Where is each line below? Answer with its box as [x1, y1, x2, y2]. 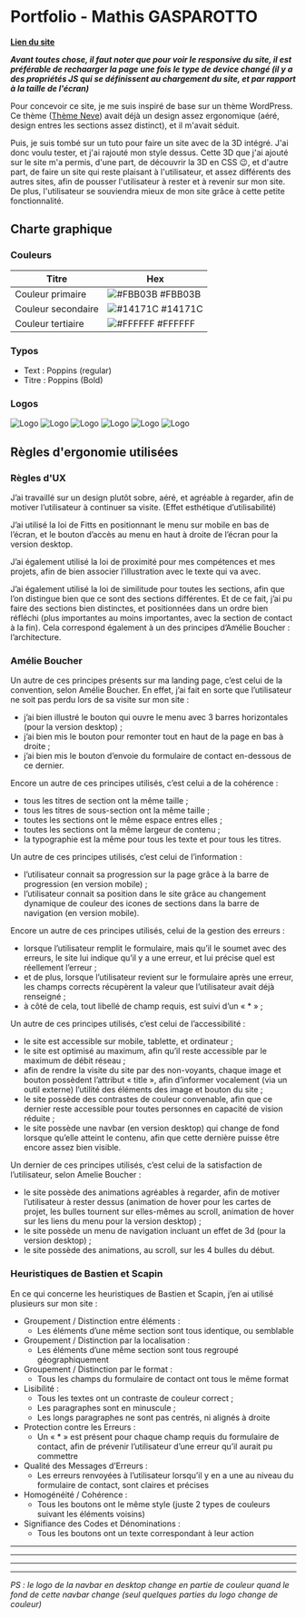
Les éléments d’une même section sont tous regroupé [36, 1344, 239, 1355]
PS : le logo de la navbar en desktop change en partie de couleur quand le [10, 1579, 290, 1590]
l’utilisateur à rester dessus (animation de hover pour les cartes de [23, 1197, 271, 1208]
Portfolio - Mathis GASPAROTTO [10, 6, 258, 27]
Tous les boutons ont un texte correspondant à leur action [36, 1527, 254, 1538]
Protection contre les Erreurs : [23, 1421, 136, 1432]
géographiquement [36, 1354, 109, 1365]
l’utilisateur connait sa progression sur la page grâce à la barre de [23, 869, 270, 880]
